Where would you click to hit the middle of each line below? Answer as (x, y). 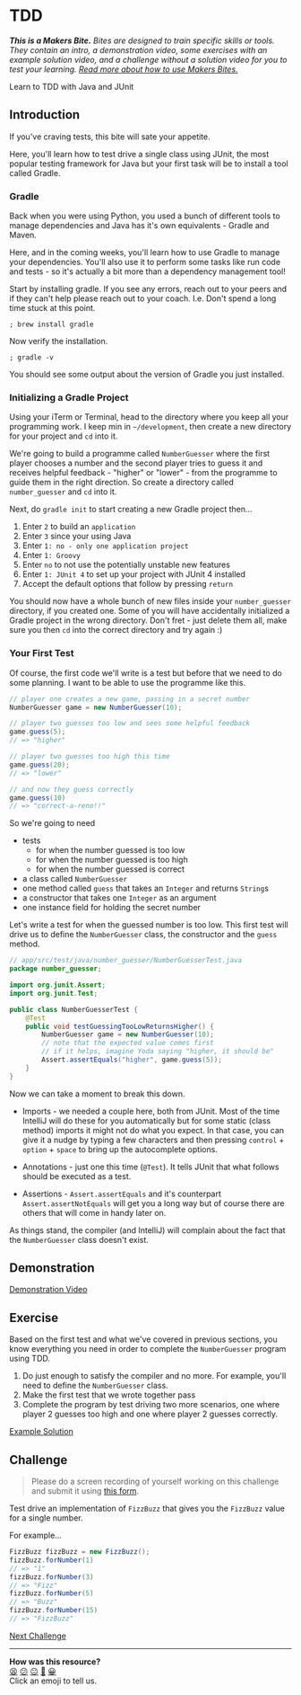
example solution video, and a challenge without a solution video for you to (149, 59)
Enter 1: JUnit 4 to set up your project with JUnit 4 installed (134, 574)
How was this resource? (55, 1661)
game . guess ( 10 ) (38, 798)
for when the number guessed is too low (110, 850)
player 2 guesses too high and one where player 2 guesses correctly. (150, 1414)
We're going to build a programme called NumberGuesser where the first (140, 454)
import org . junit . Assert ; (57, 985)
